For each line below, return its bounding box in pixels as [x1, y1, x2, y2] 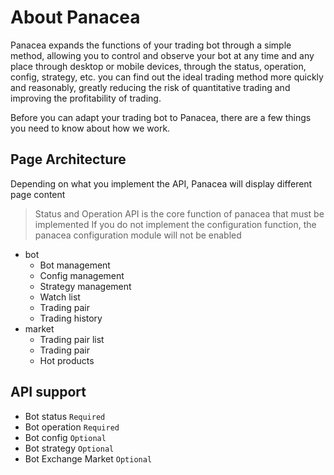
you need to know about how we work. [10, 122, 171, 134]
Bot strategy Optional [24, 442, 115, 454]
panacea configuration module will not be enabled [34, 229, 242, 241]
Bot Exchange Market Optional [24, 452, 153, 465]
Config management [39, 269, 125, 281]
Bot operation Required [24, 421, 120, 433]
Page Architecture [10, 151, 127, 168]
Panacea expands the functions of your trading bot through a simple [10, 39, 292, 51]
